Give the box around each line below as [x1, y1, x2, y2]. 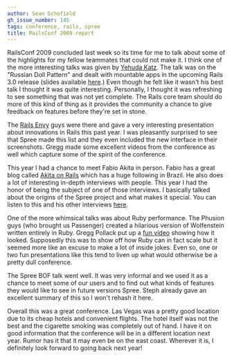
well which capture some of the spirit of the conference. [7, 150, 168, 159]
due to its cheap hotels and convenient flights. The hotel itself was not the [7, 315, 218, 323]
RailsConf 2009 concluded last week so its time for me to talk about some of [7, 49, 226, 57]
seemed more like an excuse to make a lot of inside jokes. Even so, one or [7, 243, 218, 252]
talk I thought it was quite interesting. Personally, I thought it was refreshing [7, 85, 223, 94]
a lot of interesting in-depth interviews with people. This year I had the [7, 178, 208, 187]
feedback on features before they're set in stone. [7, 107, 148, 116]
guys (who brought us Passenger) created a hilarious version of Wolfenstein [7, 221, 225, 229]
